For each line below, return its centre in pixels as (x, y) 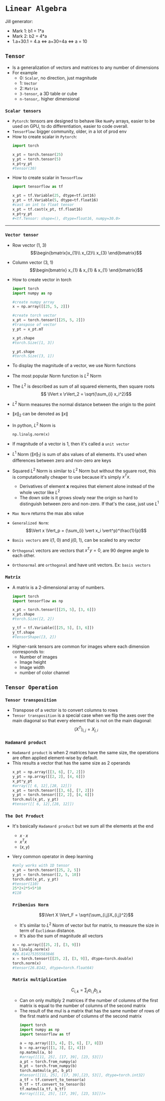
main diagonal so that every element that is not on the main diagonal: (82, 721)
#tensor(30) (24, 168)
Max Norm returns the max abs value (48, 513)
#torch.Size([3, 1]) (33, 356)
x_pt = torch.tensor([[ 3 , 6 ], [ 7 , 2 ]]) (53, 790)
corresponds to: (28, 651)
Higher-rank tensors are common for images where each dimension (81, 646)
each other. (24, 555)
